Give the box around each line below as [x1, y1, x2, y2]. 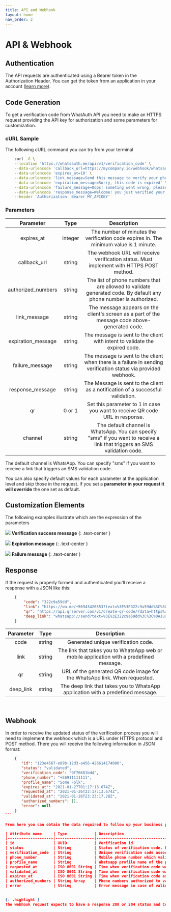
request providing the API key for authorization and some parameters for [5, 117, 158, 123]
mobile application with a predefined [67, 653, 154, 660]
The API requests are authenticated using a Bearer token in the [5, 72, 137, 79]
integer [62, 235, 79, 242]
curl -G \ [14, 156, 36, 162]
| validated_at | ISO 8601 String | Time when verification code [5, 869, 160, 874]
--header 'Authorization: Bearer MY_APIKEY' [14, 194, 110, 199]
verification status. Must [95, 255, 153, 263]
